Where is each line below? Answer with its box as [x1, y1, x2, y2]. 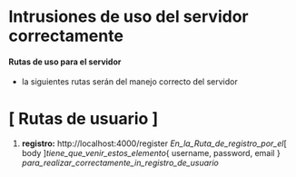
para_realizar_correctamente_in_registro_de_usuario [21, 157, 219, 169]
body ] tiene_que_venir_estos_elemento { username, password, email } [21, 148, 281, 159]
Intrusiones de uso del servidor [8, 6, 249, 27]
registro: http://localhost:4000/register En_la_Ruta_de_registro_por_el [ [21, 138, 287, 149]
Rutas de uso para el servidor [8, 56, 122, 67]
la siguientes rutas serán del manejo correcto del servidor [21, 76, 238, 87]
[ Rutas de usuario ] [8, 108, 159, 129]
